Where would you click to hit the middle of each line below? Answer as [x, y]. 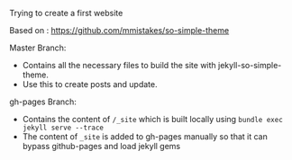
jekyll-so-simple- [250, 65]
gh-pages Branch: [43, 102]
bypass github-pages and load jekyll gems [101, 146]
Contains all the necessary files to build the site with [119, 65]
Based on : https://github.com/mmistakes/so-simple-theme [119, 30]
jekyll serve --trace [63, 128]
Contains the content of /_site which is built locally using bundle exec [153, 119]
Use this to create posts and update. [90, 84]
